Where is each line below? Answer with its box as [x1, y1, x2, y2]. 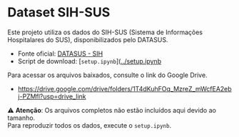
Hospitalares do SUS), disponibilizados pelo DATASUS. [7, 35, 168, 44]
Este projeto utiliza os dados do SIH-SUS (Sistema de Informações [7, 28, 203, 36]
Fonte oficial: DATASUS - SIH [17, 49, 103, 58]
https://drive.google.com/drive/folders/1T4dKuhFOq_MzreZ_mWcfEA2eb [17, 84, 232, 93]
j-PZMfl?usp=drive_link [17, 92, 86, 101]
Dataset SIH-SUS [7, 4, 111, 21]
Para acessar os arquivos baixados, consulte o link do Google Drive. [7, 71, 208, 79]
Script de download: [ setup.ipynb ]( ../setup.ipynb [17, 56, 162, 65]
